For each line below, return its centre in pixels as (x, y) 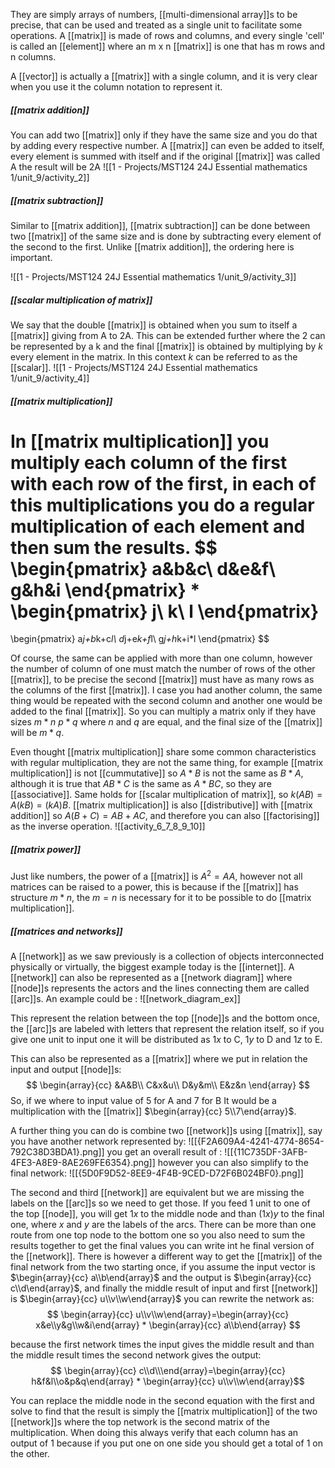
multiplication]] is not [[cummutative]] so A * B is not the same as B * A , (157, 773)
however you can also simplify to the (233, 1163)
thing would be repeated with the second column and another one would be (166, 701)
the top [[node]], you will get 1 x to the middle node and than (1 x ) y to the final (167, 1214)
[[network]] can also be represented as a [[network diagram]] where (151, 978)
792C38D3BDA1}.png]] (57, 1152)
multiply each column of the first (149, 462)
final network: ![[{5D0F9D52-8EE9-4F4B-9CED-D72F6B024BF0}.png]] (157, 1173)
